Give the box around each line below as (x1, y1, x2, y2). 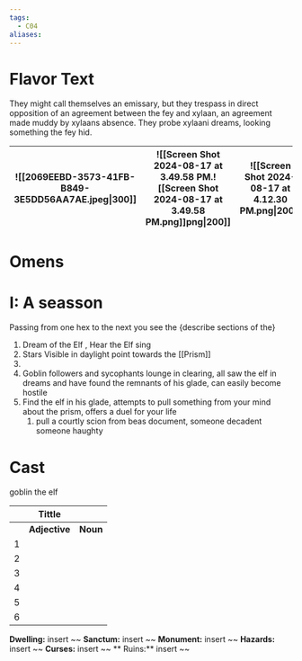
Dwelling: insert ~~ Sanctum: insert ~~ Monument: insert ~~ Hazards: (9, 634, 276, 645)
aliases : (9, 30, 42, 39)
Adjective (28, 523, 71, 536)
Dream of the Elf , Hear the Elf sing (22, 339, 151, 351)
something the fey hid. (9, 127, 93, 138)
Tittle (38, 508, 61, 521)
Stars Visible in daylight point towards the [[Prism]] (22, 349, 211, 360)
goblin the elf (9, 487, 58, 497)
